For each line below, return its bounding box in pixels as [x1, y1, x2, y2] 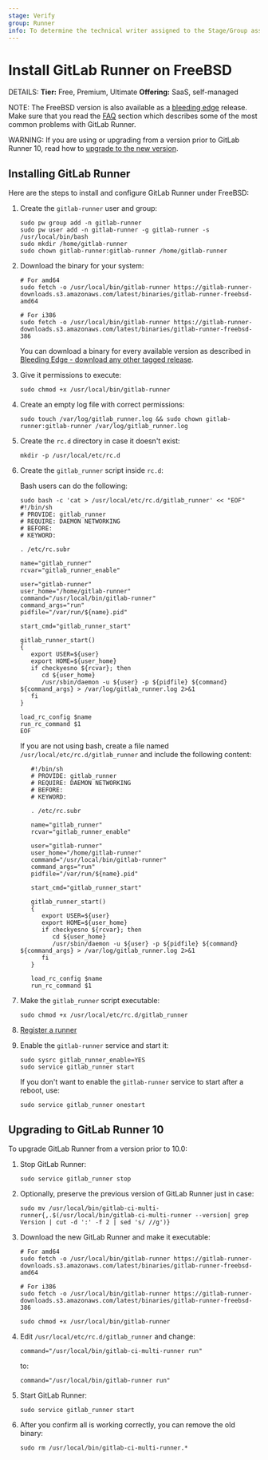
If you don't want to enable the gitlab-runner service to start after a [19, 1077, 244, 1087]
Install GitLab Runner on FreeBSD [8, 61, 233, 79]
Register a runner [19, 1026, 77, 1035]
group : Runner [8, 19, 56, 27]
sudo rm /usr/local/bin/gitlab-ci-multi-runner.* [19, 1443, 189, 1452]
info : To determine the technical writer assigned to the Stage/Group [8, 26, 248, 34]
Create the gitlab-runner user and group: [19, 204, 158, 213]
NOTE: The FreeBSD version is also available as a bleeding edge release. [8, 103, 247, 113]
